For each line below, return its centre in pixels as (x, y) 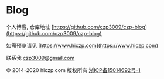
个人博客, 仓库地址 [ (30, 27)
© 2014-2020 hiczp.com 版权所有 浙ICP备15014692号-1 (73, 70)
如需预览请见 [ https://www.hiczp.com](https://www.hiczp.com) (82, 45)
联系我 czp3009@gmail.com (40, 58)
